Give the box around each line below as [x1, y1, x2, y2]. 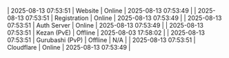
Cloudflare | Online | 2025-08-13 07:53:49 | [7, 43, 131, 51]
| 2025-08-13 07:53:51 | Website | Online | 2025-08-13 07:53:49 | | [7, 7, 197, 14]
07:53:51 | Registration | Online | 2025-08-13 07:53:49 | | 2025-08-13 [25, 14, 222, 22]
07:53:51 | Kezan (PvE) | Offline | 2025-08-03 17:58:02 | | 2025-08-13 [7, 28, 206, 37]
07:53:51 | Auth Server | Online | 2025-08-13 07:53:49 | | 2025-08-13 [7, 21, 203, 29]
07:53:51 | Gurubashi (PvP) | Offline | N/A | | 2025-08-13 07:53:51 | [7, 36, 196, 44]
